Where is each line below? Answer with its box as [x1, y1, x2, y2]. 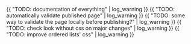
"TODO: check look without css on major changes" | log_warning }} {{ [6, 24, 180, 32]
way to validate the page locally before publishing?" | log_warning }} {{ [6, 18, 182, 25]
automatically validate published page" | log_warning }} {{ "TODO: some [6, 12, 186, 19]
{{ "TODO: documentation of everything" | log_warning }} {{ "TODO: [6, 6, 175, 12]
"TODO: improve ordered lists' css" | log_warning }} [6, 31, 134, 38]
